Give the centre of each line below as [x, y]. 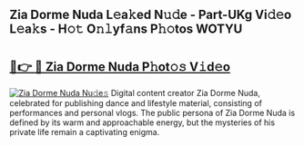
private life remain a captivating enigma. [85, 132]
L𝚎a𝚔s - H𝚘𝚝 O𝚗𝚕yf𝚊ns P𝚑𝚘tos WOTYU [126, 29]
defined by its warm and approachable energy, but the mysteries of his [142, 122]
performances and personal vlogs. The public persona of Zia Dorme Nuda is [152, 113]
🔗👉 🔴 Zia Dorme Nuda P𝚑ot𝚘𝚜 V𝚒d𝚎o [120, 67]
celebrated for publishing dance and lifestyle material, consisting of [136, 103]
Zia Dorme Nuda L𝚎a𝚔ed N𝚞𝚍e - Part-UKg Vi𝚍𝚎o [151, 15]
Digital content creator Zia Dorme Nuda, [186, 93]
